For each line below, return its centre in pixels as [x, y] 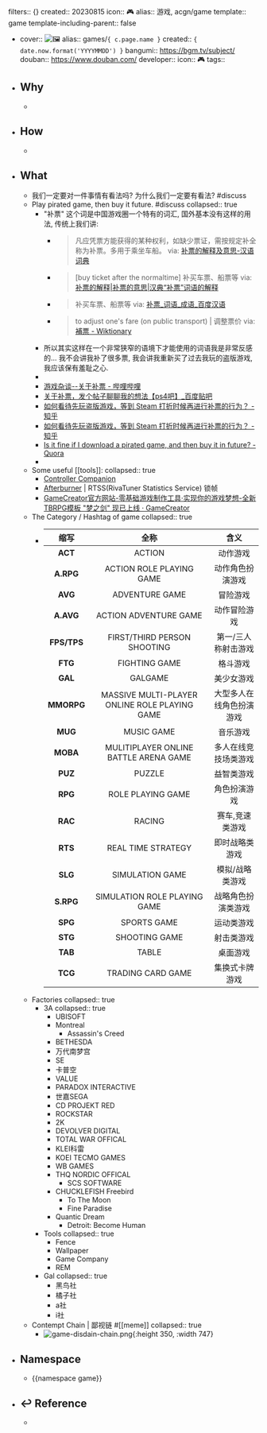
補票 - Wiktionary [104, 331]
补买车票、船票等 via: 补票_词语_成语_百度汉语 [151, 304]
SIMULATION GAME [149, 875]
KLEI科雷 [70, 1149]
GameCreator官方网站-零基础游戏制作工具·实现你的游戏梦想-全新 [150, 498]
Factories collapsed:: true [73, 1000]
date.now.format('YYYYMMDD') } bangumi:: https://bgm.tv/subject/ [128, 50]
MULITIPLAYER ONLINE [149, 748]
